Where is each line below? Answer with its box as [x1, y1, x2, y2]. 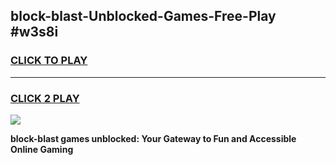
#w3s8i [10, 24, 59, 41]
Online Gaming [10, 143, 74, 155]
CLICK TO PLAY [10, 54, 88, 68]
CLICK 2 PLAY [10, 91, 80, 105]
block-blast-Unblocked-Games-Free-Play [10, 8, 277, 25]
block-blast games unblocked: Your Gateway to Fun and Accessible [10, 132, 297, 144]
